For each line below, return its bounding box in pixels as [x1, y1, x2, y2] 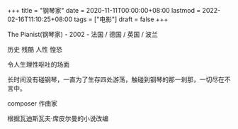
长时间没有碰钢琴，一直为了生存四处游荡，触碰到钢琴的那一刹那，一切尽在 [7, 75, 225, 84]
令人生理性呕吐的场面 [7, 60, 69, 69]
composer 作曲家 [7, 99, 58, 108]
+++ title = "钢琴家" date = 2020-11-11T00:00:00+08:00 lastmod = [7, 6, 201, 14]
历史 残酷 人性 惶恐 [7, 45, 62, 53]
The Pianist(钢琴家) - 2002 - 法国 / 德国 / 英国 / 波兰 [7, 30, 158, 38]
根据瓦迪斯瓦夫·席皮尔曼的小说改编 [7, 114, 109, 123]
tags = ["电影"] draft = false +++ [74, 15, 169, 23]
